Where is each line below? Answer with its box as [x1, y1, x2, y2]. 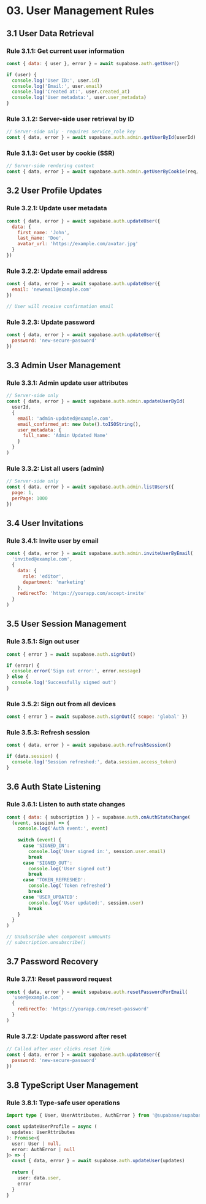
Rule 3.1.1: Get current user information [6, 47, 124, 55]
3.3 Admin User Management [6, 360, 121, 371]
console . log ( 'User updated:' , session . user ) [28, 900, 144, 906]
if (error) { [6, 662, 40, 669]
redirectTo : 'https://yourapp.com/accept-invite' [17, 591, 147, 597]
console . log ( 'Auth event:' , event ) [17, 825, 109, 832]
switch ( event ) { [17, 837, 62, 843]
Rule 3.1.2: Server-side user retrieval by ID [6, 114, 135, 123]
